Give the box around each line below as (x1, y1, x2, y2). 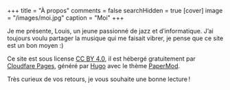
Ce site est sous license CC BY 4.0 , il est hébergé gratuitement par (7, 55, 196, 63)
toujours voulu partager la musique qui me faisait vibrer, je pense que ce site (7, 34, 224, 42)
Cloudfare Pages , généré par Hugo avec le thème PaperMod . (7, 62, 181, 70)
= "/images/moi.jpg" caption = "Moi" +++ (7, 14, 125, 22)
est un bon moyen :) (7, 42, 64, 49)
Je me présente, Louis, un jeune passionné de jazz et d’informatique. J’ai (7, 27, 214, 35)
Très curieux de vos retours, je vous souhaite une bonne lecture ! (7, 75, 191, 83)
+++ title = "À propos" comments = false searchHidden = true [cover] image (7, 7, 223, 14)
